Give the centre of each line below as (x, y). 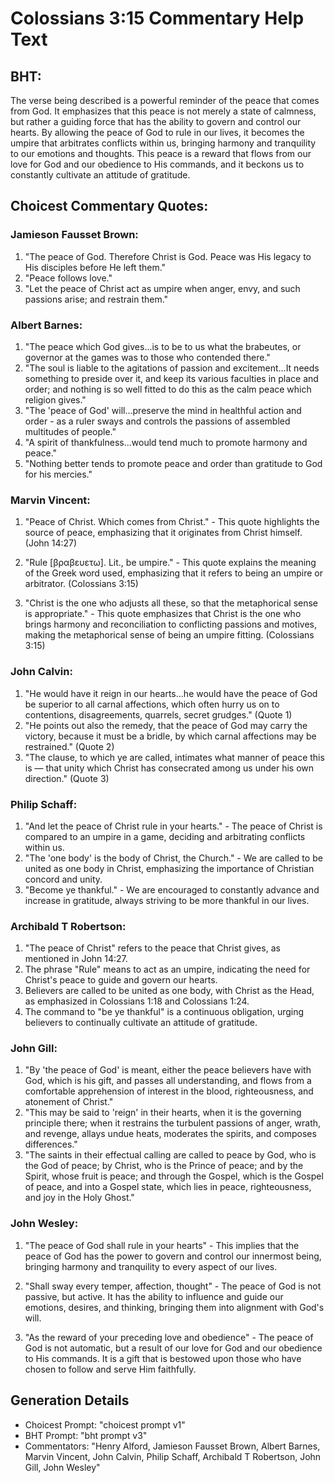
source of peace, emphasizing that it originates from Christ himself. (163, 533)
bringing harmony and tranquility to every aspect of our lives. (151, 1266)
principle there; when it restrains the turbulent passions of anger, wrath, (173, 1123)
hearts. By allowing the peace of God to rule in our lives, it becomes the (157, 132)
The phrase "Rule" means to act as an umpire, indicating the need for (167, 969)
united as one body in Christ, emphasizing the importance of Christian (169, 868)
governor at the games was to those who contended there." (147, 357)
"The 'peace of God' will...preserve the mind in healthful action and (163, 410)
